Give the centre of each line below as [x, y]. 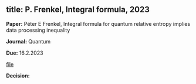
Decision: [18, 75]
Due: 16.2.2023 [25, 53]
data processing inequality [38, 30]
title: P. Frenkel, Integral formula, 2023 [78, 10]
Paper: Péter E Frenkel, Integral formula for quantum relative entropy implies [98, 23]
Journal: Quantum [28, 41]
